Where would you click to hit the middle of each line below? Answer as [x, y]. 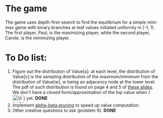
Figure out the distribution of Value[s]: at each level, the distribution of [84, 71]
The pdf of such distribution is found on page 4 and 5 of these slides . [83, 87]
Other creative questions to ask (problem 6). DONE [64, 110]
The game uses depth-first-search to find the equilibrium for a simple [76, 22]
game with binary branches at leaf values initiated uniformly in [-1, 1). [85, 27]
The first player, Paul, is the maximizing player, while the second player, [78, 32]
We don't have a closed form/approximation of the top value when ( [81, 92]
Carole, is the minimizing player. [38, 38]
